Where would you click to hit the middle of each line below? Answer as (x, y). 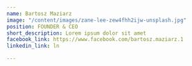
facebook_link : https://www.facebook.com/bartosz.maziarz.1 (95, 40)
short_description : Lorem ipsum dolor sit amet (77, 33)
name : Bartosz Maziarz (39, 14)
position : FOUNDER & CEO (42, 26)
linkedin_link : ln (33, 46)
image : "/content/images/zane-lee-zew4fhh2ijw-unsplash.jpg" (97, 20)
